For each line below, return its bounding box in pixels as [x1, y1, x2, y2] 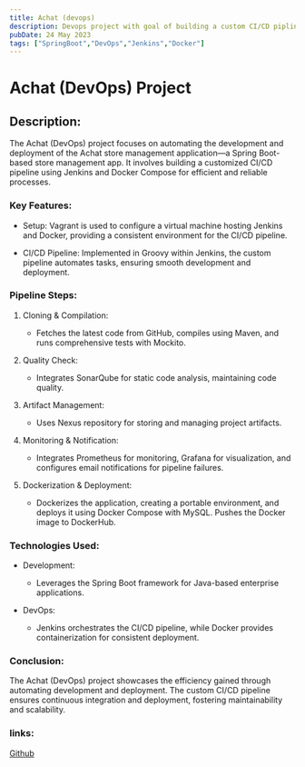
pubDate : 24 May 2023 [9, 30, 92, 39]
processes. [9, 176, 52, 187]
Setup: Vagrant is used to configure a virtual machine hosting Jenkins [22, 220, 283, 231]
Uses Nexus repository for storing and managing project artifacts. [35, 417, 282, 428]
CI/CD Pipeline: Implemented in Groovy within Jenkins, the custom [22, 247, 271, 258]
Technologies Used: [9, 539, 100, 552]
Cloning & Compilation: [22, 310, 109, 321]
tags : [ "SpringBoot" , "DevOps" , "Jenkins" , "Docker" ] [9, 38, 205, 48]
